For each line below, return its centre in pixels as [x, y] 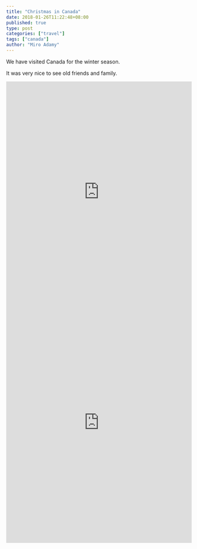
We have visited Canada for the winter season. [63, 61]
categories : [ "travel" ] [36, 34]
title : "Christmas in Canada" [44, 12]
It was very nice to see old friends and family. [62, 73]
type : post [20, 28]
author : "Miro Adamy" [33, 45]
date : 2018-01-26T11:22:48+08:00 [47, 17]
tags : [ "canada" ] [28, 39]
